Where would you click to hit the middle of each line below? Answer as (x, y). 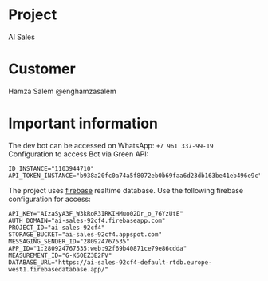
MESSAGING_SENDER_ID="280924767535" (69, 241)
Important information (83, 123)
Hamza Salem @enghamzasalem (63, 91)
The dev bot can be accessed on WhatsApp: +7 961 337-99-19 (111, 145)
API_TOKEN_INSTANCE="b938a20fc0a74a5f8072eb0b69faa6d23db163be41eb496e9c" (135, 176)
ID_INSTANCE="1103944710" (51, 168)
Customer (42, 69)
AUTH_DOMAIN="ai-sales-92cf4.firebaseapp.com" (87, 220)
